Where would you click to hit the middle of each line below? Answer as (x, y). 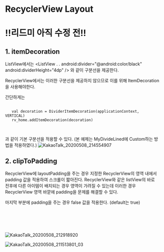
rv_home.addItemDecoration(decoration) (52, 120)
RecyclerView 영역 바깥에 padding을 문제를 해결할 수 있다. (62, 192)
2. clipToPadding (31, 161)
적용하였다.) (26, 145)
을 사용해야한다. (20, 87)
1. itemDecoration (32, 51)
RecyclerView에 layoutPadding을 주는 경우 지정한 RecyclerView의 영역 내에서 (81, 173)
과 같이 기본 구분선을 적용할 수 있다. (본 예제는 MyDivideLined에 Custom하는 (79, 139)
